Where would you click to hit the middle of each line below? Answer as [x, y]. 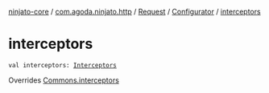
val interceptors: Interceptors [62, 65]
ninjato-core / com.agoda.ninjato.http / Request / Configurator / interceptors [134, 12]
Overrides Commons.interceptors [64, 80]
